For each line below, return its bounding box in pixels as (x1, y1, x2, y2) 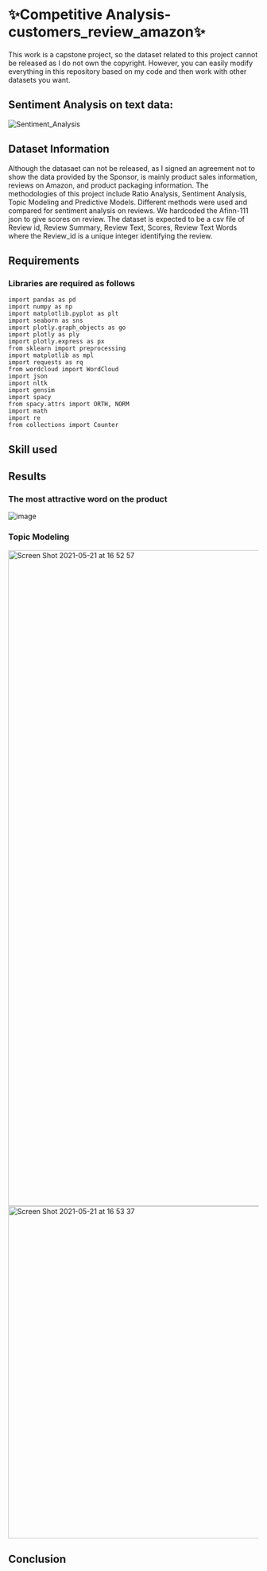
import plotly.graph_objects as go (8, 324, 126, 332)
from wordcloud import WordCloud (8, 366, 119, 374)
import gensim (8, 386, 56, 394)
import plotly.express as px (8, 338, 105, 346)
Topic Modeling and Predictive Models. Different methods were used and (8, 197, 248, 207)
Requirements (8, 254, 79, 267)
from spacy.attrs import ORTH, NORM (8, 400, 130, 409)
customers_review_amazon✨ (8, 23, 206, 41)
